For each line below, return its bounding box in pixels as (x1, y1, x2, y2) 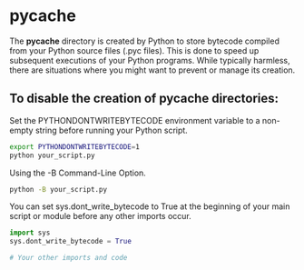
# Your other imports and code (9, 254, 128, 263)
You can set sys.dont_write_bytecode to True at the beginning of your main (9, 201, 290, 212)
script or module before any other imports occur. (9, 211, 192, 222)
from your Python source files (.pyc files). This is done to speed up (9, 45, 260, 55)
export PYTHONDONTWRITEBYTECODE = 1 (9, 142, 141, 151)
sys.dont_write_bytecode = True (9, 237, 132, 246)
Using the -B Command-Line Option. (9, 167, 147, 178)
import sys (9, 228, 51, 237)
